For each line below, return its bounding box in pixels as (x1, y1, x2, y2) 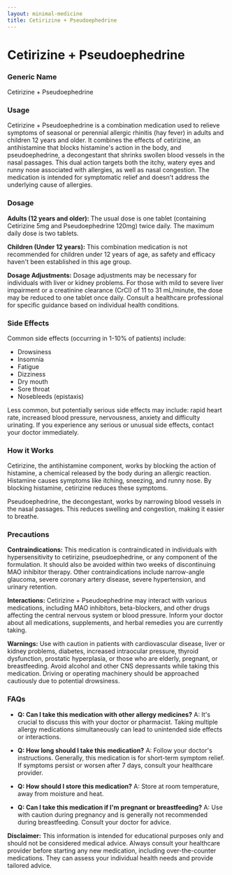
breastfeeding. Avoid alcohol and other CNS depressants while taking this (7, 662, 219, 671)
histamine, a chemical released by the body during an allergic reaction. (7, 469, 212, 477)
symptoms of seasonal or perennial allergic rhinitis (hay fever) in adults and (7, 129, 224, 137)
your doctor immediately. (7, 428, 79, 436)
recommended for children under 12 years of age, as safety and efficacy (7, 250, 215, 258)
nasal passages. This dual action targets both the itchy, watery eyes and (7, 158, 215, 167)
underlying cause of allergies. (7, 181, 93, 189)
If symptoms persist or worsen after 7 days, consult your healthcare (17, 761, 213, 769)
